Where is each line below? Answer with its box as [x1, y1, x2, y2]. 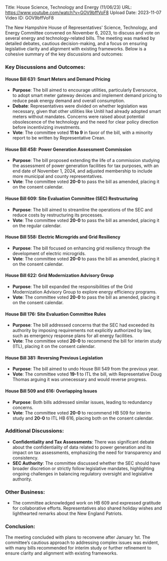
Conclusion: [5, 523, 35, 530]
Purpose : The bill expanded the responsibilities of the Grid [12, 283, 133, 289]
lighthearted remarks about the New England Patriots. [12, 510, 123, 516]
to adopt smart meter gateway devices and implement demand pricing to [12, 92, 162, 98]
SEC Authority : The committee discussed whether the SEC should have [12, 460, 161, 466]
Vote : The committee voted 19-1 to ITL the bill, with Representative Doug [12, 371, 162, 377]
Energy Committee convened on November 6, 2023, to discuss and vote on [5, 30, 160, 35]
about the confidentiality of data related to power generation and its [12, 444, 152, 450]
